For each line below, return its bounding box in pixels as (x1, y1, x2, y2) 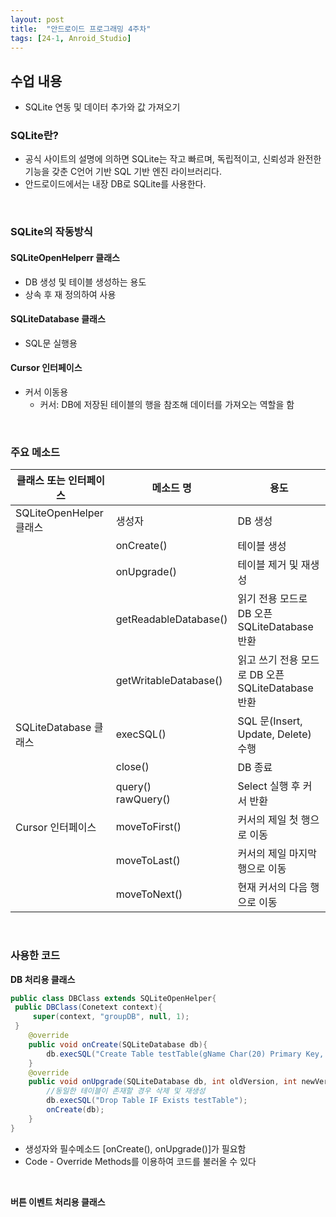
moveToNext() (115, 887, 183, 901)
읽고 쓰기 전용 (237, 653, 299, 667)
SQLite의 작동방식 (10, 225, 93, 239)
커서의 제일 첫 (237, 813, 299, 827)
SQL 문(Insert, (237, 714, 303, 728)
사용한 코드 (10, 949, 61, 963)
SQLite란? (10, 129, 59, 143)
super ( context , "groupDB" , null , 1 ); (32, 1012, 190, 1022)
